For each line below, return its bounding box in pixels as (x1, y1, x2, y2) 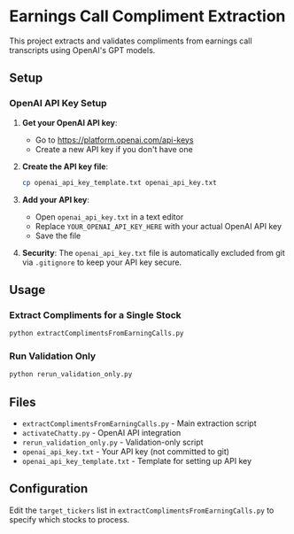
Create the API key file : (21, 161, 109, 172)
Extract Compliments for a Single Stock (9, 308, 182, 321)
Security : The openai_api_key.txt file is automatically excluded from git (21, 247, 285, 258)
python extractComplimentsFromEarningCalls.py (9, 329, 184, 338)
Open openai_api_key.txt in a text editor (35, 211, 184, 222)
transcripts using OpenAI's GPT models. (9, 44, 156, 55)
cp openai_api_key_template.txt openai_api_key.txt (21, 178, 217, 187)
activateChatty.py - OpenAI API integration (21, 428, 182, 438)
